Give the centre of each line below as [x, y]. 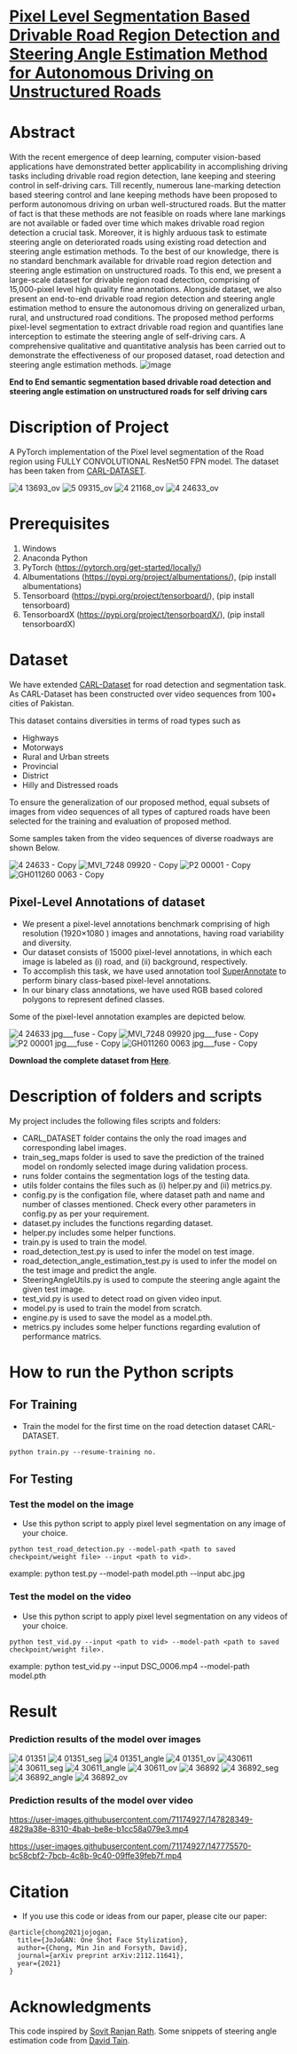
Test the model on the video [70, 1596]
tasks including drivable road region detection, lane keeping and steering [143, 176]
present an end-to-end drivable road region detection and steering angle [142, 299]
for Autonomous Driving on [112, 73]
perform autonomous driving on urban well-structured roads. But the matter [148, 204]
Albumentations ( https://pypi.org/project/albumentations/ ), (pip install [149, 577]
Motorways [43, 747]
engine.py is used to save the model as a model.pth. [117, 1318]
